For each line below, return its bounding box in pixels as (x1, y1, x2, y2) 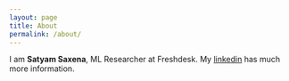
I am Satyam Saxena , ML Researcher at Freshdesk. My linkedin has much (9, 54, 281, 65)
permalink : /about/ (9, 29, 82, 38)
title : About (9, 21, 58, 30)
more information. (9, 63, 75, 74)
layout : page (9, 12, 58, 22)
